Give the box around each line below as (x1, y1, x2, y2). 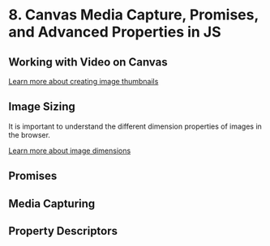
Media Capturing (8, 197, 96, 210)
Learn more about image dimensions (8, 146, 131, 155)
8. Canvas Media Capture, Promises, (8, 6, 259, 24)
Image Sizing (8, 100, 75, 114)
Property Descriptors (8, 224, 118, 238)
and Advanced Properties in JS (8, 23, 221, 41)
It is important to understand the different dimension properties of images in (8, 121, 262, 131)
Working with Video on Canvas (8, 55, 168, 69)
